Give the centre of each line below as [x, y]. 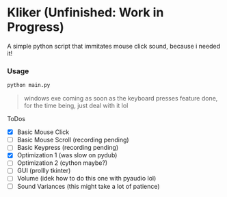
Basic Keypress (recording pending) [68, 148]
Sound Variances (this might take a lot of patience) [88, 186]
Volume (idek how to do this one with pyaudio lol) [86, 179]
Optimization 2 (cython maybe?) [62, 163]
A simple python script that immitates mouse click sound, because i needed [114, 46]
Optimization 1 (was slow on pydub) [67, 155]
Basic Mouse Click [43, 132]
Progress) [36, 27]
